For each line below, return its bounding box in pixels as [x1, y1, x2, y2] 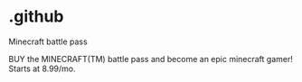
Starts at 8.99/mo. [8, 63, 76, 74]
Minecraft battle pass [8, 36, 88, 47]
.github [8, 6, 64, 27]
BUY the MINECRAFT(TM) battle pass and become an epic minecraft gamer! [8, 53, 293, 64]
